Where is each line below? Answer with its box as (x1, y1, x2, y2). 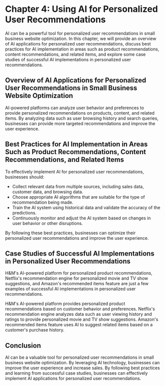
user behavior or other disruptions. (12, 220, 83, 226)
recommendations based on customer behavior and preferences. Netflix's (5, 306, 155, 312)
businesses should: (5, 174, 44, 180)
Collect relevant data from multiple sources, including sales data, (12, 183, 144, 189)
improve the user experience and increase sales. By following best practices (5, 365, 160, 371)
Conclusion (5, 341, 41, 349)
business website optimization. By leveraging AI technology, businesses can (5, 360, 160, 366)
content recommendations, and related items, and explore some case (5, 51, 146, 57)
